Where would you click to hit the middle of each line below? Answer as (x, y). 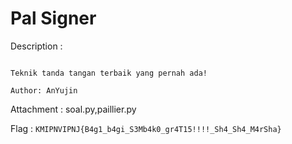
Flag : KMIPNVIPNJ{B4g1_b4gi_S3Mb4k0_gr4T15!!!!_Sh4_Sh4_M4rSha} (146, 128)
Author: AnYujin (44, 90)
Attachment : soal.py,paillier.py (73, 109)
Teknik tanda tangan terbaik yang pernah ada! (109, 73)
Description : (36, 46)
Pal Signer (53, 18)
